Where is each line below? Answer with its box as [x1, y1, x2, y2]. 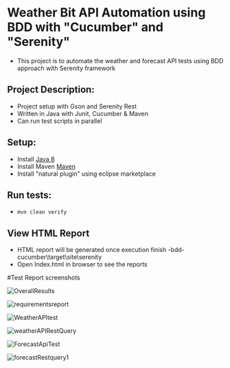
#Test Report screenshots [7, 273, 80, 282]
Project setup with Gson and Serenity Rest [16, 102, 137, 111]
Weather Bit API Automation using [7, 5, 206, 21]
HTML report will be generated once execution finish [16, 246, 167, 254]
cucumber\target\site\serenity [16, 253, 102, 262]
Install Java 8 [16, 154, 55, 163]
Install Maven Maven [16, 162, 76, 170]
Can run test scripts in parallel [16, 117, 102, 125]
